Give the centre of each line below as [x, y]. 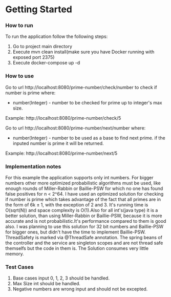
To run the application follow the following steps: [57, 36]
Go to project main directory [42, 47]
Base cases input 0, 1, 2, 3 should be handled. [61, 278]
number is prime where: [30, 93]
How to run [19, 26]
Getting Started [39, 9]
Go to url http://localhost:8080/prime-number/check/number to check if [81, 87]
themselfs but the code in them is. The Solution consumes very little [77, 248]
